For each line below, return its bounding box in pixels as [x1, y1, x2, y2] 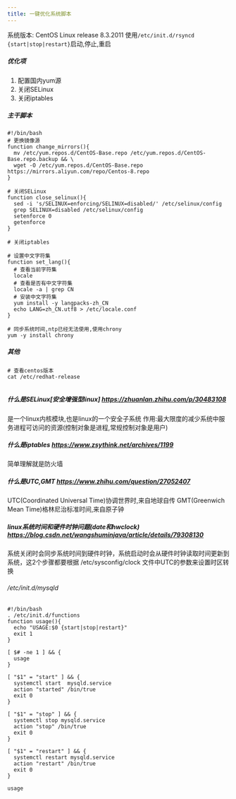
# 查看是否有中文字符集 [13, 280, 73, 287]
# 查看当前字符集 [13, 266, 57, 273]
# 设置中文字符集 [7, 252, 51, 259]
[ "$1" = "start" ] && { [7, 673, 80, 680]
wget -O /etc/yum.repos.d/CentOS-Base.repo [13, 162, 143, 169]
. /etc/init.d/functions [7, 612, 80, 619]
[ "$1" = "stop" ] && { [7, 711, 77, 718]
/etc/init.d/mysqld [7, 584, 58, 592]
